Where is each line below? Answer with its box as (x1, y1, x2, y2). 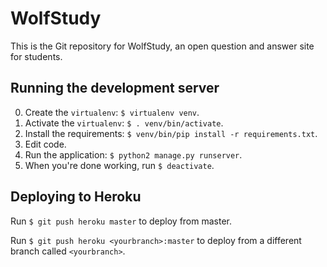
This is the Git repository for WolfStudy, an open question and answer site (10, 40, 315, 52)
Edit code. (24, 138, 67, 150)
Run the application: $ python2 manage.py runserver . (24, 148, 243, 161)
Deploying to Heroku (10, 188, 142, 206)
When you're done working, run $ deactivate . (24, 159, 215, 171)
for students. (10, 50, 63, 62)
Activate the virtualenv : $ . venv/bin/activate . (24, 117, 224, 129)
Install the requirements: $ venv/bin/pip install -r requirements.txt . (24, 127, 318, 139)
